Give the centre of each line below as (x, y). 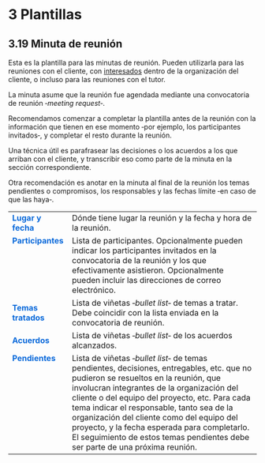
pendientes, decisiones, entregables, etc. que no (162, 368)
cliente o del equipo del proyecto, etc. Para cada (161, 398)
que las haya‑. (31, 200)
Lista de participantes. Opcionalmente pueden (157, 241)
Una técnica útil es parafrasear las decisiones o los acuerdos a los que (123, 151)
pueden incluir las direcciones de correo (147, 280)
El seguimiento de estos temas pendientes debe (161, 437)
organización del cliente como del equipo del (155, 418)
